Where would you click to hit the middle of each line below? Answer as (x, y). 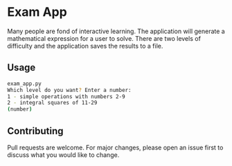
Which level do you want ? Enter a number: (69, 90)
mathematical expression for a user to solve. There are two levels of (104, 38)
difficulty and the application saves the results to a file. (85, 46)
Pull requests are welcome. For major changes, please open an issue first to (115, 147)
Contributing (35, 131)
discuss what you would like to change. (63, 155)
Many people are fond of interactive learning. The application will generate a (116, 31)
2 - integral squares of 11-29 (52, 103)
